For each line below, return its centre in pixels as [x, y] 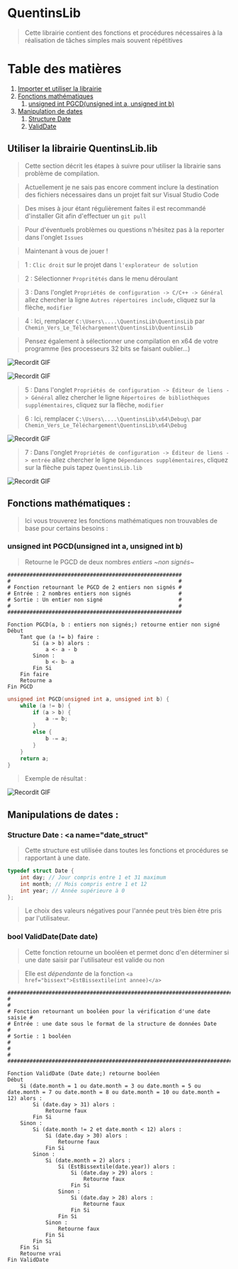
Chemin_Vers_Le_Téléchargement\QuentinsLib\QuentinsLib [109, 328]
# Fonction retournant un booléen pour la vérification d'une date [109, 1011]
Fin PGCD [20, 686]
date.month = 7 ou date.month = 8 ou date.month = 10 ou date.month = [114, 1092]
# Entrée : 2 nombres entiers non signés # [95, 593]
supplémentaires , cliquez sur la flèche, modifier [94, 405]
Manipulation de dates [50, 111]
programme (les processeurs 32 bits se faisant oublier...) [107, 348]
